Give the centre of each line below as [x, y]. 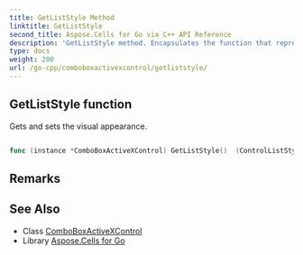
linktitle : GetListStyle [56, 26]
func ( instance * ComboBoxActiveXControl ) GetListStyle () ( [125, 150]
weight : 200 [32, 59]
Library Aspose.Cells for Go [73, 241]
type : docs [30, 51]
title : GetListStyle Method [62, 18]
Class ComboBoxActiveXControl [82, 231]
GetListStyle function [71, 105]
